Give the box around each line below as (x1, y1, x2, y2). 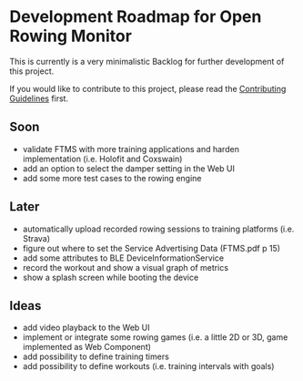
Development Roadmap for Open (9, 6, 262, 27)
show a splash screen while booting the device (22, 272, 199, 283)
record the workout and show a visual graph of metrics (22, 262, 229, 273)
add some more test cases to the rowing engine (22, 172, 202, 183)
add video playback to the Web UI (22, 322, 150, 334)
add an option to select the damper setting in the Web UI (22, 162, 235, 174)
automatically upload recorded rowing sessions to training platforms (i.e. (22, 223, 295, 234)
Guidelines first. (9, 93, 69, 104)
